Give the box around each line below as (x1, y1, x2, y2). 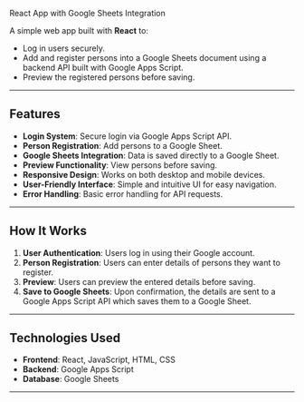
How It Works (9, 223, 88, 239)
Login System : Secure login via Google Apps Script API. (22, 131, 233, 142)
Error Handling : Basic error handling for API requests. (22, 188, 223, 199)
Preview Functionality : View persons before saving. (22, 159, 218, 171)
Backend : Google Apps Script (22, 364, 134, 375)
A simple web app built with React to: (9, 25, 149, 35)
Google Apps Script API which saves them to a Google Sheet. (22, 295, 252, 307)
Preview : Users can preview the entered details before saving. (22, 276, 256, 287)
